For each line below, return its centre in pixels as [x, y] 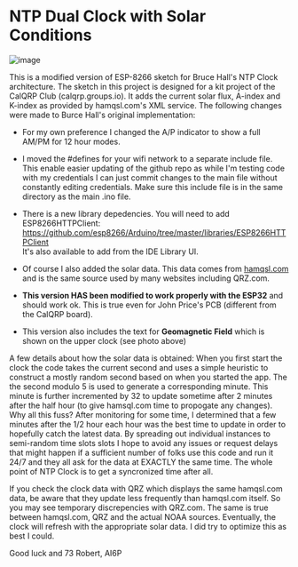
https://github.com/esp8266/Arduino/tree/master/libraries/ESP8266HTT [154, 232]
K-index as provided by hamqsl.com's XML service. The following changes [145, 105]
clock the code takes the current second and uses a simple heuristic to [139, 367]
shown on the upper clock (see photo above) [104, 340]
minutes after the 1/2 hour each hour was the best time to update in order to [148, 424]
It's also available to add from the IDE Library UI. [110, 252]
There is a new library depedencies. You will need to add [126, 213]
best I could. [32, 536]
